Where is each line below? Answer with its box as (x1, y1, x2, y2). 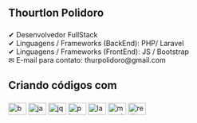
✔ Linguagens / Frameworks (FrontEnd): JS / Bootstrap (8, 47, 190, 56)
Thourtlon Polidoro (8, 6, 104, 20)
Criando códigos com (8, 79, 117, 92)
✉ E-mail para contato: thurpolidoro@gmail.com (8, 56, 166, 65)
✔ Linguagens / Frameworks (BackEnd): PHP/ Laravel (8, 39, 184, 48)
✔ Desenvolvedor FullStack (8, 30, 98, 40)
